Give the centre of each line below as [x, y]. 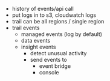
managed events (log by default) [62, 34]
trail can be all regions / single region [58, 21]
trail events [26, 28]
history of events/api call [43, 9]
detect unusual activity [58, 53]
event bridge [55, 66]
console [49, 72]
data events [36, 40]
